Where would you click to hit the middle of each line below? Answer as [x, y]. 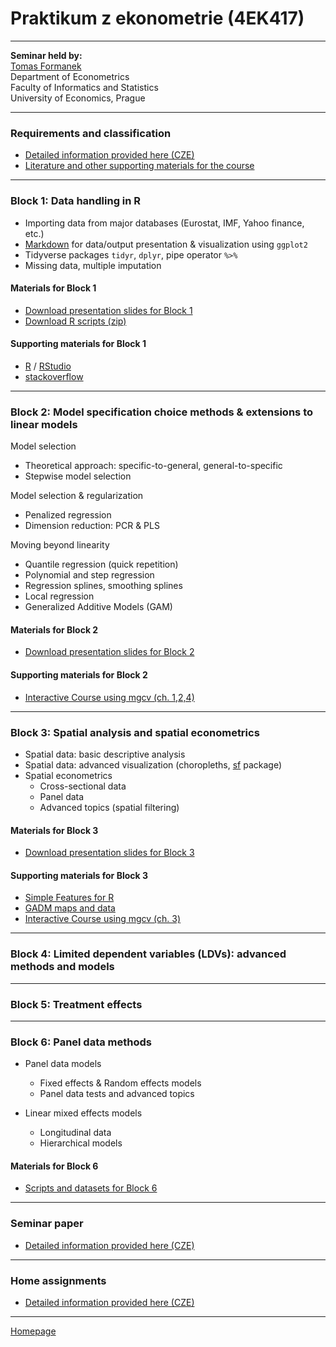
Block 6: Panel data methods [81, 1042]
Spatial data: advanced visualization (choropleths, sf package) [153, 764]
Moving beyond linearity [60, 545]
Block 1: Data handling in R [76, 201]
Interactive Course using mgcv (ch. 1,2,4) [109, 697]
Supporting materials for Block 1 [78, 344]
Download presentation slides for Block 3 [109, 853]
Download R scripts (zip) [75, 321]
